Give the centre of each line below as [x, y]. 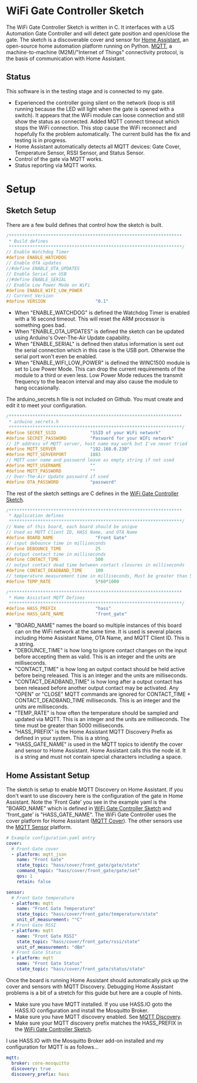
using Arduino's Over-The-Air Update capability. [73, 338]
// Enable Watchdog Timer [38, 252]
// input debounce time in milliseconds [56, 543]
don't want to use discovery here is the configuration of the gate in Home [95, 795]
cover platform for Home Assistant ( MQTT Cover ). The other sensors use [94, 821]
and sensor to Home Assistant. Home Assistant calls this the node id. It [100, 751]
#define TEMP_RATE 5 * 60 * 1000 [62, 582]
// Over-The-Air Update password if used [57, 476]
